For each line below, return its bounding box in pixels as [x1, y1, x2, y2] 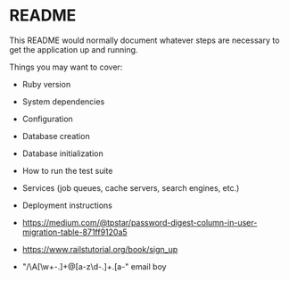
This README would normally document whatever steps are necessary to [9, 35, 280, 45]
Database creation [21, 130, 91, 141]
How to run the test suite [21, 165, 113, 176]
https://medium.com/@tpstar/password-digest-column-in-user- [21, 217, 258, 227]
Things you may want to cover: [9, 62, 123, 72]
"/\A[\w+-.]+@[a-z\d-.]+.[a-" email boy [21, 260, 167, 272]
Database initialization [21, 148, 104, 159]
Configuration [21, 113, 73, 124]
